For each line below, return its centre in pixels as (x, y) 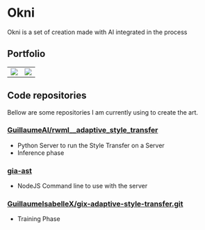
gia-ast (20, 170)
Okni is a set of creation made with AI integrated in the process (97, 32)
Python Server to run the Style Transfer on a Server (91, 145)
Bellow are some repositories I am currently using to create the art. (102, 112)
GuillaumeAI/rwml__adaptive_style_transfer (83, 130)
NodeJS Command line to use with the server (82, 186)
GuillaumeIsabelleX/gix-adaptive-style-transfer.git (95, 204)
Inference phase (41, 153)
